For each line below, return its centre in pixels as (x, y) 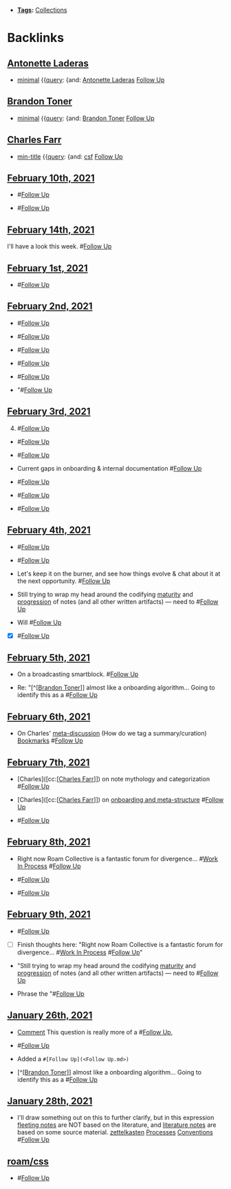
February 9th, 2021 (49, 915)
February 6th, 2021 (49, 717)
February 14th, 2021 (51, 229)
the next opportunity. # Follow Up (64, 581)
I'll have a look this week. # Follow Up (59, 246)
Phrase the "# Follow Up (51, 994)
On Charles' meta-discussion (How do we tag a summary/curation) (112, 734)
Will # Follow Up (39, 622)
